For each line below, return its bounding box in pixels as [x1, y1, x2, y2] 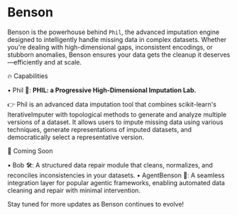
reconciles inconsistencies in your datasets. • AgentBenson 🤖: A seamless [7, 171, 225, 180]
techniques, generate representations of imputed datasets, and [7, 125, 192, 133]
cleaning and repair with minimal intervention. [7, 186, 140, 194]
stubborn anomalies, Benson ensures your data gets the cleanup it [7, 50, 202, 59]
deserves [203, 50, 231, 59]
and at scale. [44, 57, 82, 66]
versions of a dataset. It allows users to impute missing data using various [7, 118, 224, 126]
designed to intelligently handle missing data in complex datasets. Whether [7, 35, 227, 43]
